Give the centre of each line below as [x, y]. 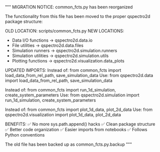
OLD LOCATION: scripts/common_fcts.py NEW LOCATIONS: [65, 31]
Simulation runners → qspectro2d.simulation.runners [65, 51]
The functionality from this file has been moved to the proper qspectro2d [78, 16]
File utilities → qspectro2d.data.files [48, 45]
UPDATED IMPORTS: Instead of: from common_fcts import [63, 70]
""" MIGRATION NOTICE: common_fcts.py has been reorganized [69, 7]
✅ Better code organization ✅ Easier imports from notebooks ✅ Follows [76, 129]
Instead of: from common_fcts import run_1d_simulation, [60, 90]
